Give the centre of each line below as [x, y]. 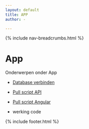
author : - [16, 19]
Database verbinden [33, 82]
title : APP [17, 15]
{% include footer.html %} [32, 121]
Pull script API [27, 92]
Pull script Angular [32, 102]
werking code [27, 112]
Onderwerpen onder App [31, 73]
